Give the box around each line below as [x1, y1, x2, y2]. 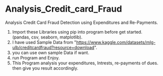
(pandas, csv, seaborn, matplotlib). [12, 34, 83, 40]
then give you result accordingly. [12, 65, 78, 71]
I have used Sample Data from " [12, 39, 77, 45]
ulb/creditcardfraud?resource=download [12, 44, 94, 50]
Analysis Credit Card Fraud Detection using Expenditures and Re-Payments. [5, 19, 158, 25]
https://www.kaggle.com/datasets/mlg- [76, 39, 156, 45]
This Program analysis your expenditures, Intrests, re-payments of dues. [12, 60, 159, 66]
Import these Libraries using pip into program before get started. [12, 29, 143, 35]
